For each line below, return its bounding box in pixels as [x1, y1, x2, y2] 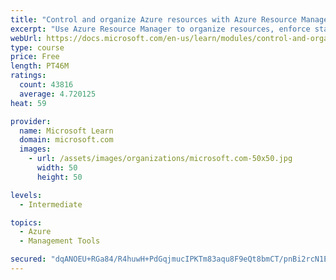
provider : [10, 116, 52, 126]
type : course [10, 42, 65, 53]
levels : [10, 190, 43, 200]
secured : [10, 254, 47, 265]
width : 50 [36, 163, 78, 173]
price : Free [10, 52, 60, 62]
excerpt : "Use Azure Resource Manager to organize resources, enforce [10, 24, 311, 34]
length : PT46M [10, 61, 70, 71]
